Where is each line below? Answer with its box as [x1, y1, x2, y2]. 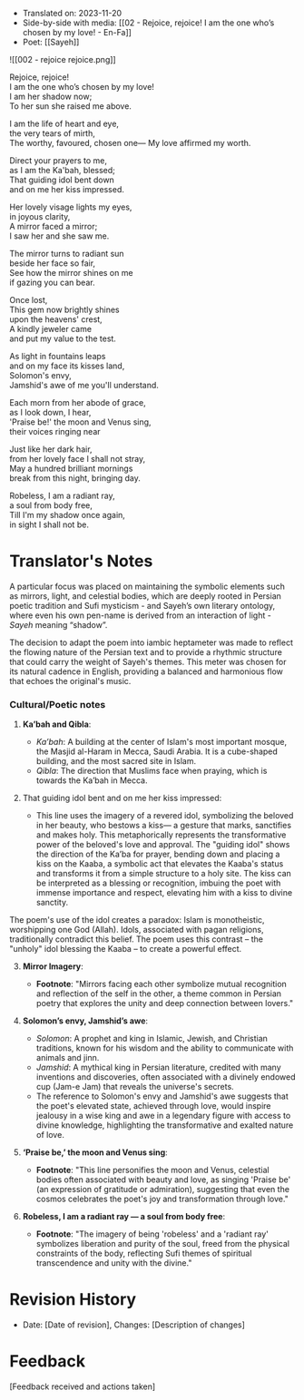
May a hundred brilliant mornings [9, 463, 133, 474]
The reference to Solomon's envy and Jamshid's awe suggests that [35, 1091, 289, 1101]
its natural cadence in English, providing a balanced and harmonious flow [9, 666, 284, 677]
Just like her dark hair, [9, 444, 93, 455]
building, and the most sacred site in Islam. [35, 756, 197, 767]
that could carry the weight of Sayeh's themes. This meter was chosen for [9, 656, 287, 667]
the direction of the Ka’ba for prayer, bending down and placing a [35, 848, 280, 860]
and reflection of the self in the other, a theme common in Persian [35, 988, 282, 999]
